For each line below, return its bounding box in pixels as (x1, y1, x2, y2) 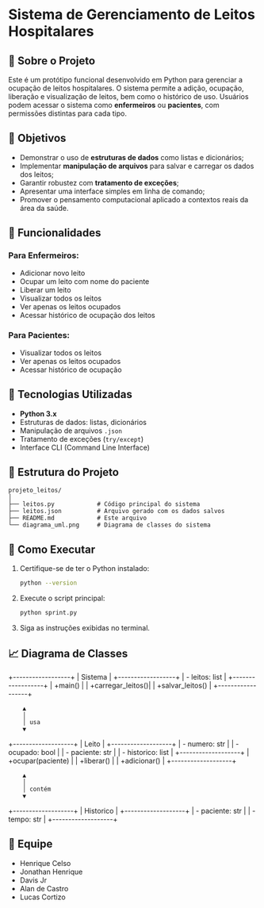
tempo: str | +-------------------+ (8, 814, 118, 824)
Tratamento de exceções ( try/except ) (19, 434, 144, 443)
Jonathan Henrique (19, 867, 83, 876)
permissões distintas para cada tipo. (8, 109, 127, 118)
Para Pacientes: (8, 330, 70, 341)
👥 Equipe (8, 837, 53, 851)
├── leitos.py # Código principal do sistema (8, 500, 201, 508)
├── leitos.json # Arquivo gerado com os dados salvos (8, 508, 225, 515)
